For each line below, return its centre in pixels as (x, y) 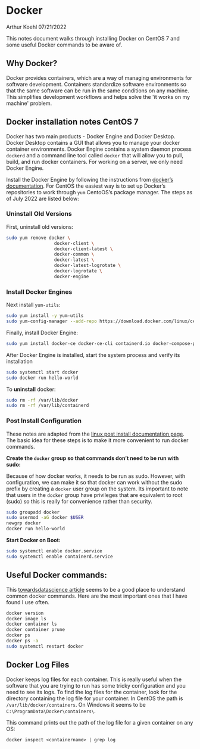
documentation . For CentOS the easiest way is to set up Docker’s (86, 186)
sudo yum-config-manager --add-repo (51, 321)
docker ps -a (22, 641)
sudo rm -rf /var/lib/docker (42, 400)
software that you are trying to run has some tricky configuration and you (96, 685)
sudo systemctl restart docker (45, 646)
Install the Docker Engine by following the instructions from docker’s (90, 179)
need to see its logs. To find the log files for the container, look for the (92, 692)
